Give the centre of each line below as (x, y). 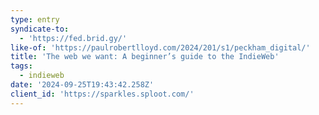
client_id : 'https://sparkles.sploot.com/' (102, 94)
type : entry (35, 19)
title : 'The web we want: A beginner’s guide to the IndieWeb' (145, 57)
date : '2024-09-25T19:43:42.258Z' (82, 85)
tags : (21, 66)
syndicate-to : (40, 29)
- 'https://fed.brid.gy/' (73, 38)
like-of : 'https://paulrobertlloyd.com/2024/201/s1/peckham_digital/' (160, 47)
